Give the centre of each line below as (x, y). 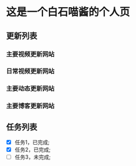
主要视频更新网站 (30, 54)
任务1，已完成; (32, 142)
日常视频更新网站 (30, 71)
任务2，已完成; (33, 150)
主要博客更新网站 (30, 106)
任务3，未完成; (33, 157)
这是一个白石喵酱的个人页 (68, 12)
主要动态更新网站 (30, 89)
